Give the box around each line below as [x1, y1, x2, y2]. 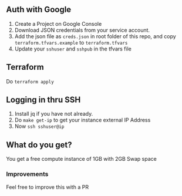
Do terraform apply [6, 77, 54, 85]
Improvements [6, 170, 49, 178]
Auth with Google [6, 5, 72, 15]
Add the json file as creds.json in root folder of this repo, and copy [14, 32, 176, 40]
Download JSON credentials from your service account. [14, 26, 150, 33]
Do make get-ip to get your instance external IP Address [14, 117, 151, 124]
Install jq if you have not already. [14, 110, 93, 117]
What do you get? [6, 140, 72, 150]
